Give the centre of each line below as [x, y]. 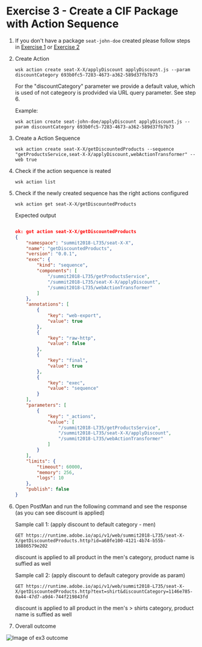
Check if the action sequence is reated [63, 170]
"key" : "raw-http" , [72, 338]
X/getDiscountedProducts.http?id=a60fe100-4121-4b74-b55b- [90, 540]
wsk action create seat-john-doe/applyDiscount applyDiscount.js [98, 122]
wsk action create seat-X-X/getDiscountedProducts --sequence [94, 149]
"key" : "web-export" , [74, 316]
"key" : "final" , [68, 361]
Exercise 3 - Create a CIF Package [92, 11]
